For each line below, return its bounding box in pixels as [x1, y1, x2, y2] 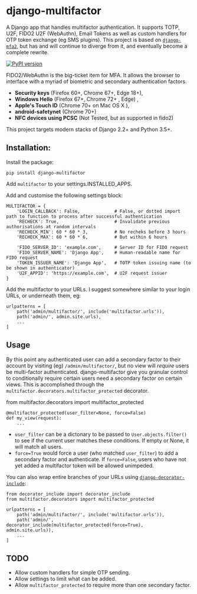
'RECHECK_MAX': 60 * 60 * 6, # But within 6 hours [17, 234, 168, 240]
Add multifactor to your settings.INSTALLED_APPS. [6, 180, 133, 187]
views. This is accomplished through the [6, 380, 104, 388]
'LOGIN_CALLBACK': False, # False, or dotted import [17, 208, 181, 214]
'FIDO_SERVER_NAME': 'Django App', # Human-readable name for [17, 250, 181, 255]
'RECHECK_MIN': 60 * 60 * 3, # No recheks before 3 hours [17, 229, 186, 235]
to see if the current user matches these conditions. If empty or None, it [14, 437, 189, 444]
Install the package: [6, 158, 54, 166]
